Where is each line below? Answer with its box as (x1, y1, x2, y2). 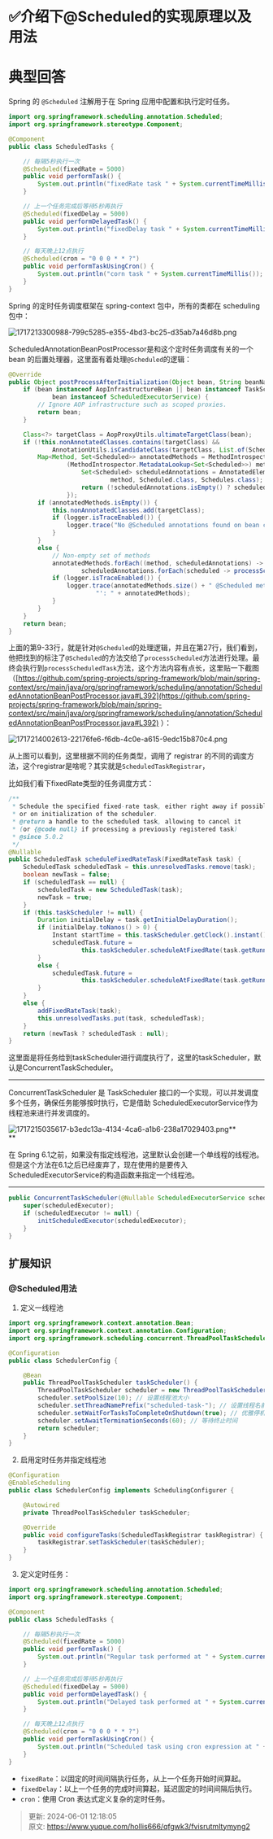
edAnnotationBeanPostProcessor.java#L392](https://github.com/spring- (8, 691, 251, 701)
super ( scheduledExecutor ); (23, 1202, 115, 1210)
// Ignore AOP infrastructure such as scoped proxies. (37, 400, 227, 409)
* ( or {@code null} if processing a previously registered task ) (11, 825, 238, 833)
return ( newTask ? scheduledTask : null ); (23, 1029, 169, 1037)
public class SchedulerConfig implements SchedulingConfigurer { (8, 1487, 234, 1495)
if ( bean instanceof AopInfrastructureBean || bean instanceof (23, 386, 242, 394)
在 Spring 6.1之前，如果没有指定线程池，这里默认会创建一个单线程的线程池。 (8, 1150, 264, 1160)
